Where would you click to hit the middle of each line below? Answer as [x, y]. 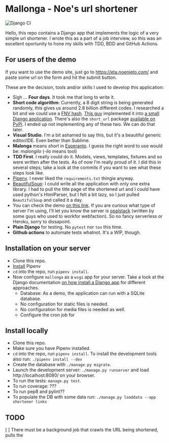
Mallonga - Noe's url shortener [72, 9]
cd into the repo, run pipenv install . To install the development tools [84, 354]
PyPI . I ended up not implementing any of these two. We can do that [84, 124]
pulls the [14, 435]
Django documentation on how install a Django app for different [79, 282]
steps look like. [28, 173]
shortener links [30, 402]
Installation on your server [48, 248]
